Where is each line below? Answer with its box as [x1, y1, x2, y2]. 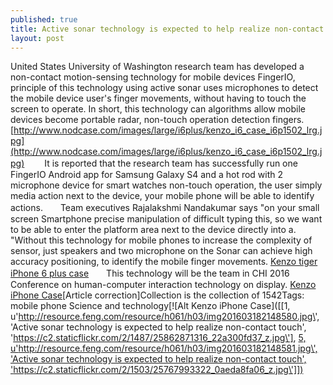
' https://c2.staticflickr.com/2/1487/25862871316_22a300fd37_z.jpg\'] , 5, [10, 332, 307, 344]
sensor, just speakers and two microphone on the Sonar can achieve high [10, 245, 313, 257]
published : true [10, 14, 78, 25]
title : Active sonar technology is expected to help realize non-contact [10, 24, 325, 34]
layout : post [10, 33, 65, 43]
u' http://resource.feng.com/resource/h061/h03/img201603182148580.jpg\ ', [10, 311, 320, 323]
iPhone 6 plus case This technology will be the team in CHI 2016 [10, 267, 290, 280]
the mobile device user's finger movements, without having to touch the [10, 92, 307, 105]
